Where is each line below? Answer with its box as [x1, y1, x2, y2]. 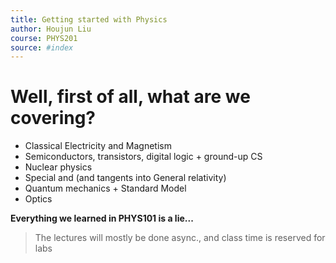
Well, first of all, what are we [10, 86, 251, 108]
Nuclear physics [24, 161, 93, 173]
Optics [24, 193, 53, 205]
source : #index [10, 42, 74, 53]
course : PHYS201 [10, 33, 78, 43]
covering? [10, 107, 97, 130]
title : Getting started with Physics [10, 14, 168, 25]
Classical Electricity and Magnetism [24, 140, 172, 152]
